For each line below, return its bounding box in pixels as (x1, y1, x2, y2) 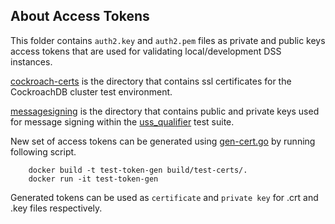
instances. (10, 55, 53, 68)
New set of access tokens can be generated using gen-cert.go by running (10, 135, 316, 147)
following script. (10, 145, 77, 158)
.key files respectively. (10, 202, 103, 214)
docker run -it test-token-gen (28, 174, 159, 184)
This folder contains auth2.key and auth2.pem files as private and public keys (10, 34, 326, 46)
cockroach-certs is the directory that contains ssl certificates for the (10, 75, 292, 87)
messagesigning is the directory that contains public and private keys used (10, 105, 320, 117)
